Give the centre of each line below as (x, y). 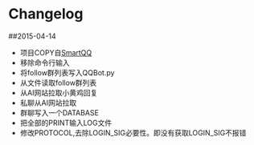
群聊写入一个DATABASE (59, 112)
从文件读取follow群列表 (58, 83)
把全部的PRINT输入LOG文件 (66, 123)
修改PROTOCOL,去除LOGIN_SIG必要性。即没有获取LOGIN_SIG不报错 (133, 132)
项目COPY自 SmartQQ (56, 52)
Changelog (46, 14)
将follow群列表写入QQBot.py (67, 72)
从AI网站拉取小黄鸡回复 (59, 92)
